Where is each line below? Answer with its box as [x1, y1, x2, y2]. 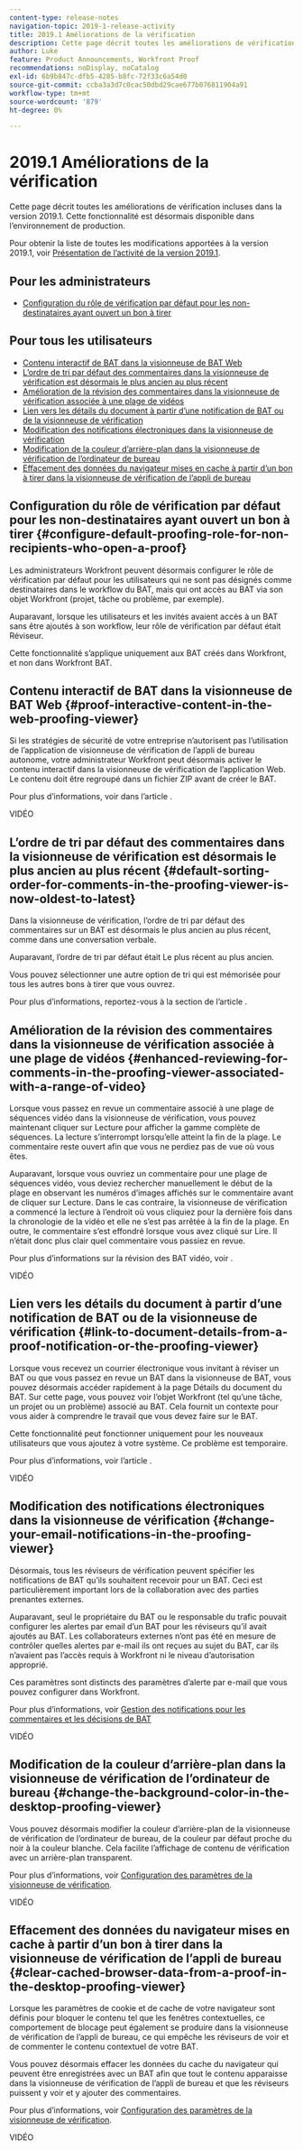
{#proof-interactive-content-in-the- [64, 697, 273, 713]
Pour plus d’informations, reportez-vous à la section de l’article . [9, 996, 248, 1007]
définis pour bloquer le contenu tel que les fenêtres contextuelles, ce [9, 2013, 266, 2024]
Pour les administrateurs [9, 273, 151, 289]
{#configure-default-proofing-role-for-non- [35, 527, 289, 542]
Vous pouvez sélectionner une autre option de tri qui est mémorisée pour [9, 969, 281, 980]
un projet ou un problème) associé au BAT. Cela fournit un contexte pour [9, 1400, 279, 1412]
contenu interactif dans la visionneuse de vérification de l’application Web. [9, 764, 286, 775]
